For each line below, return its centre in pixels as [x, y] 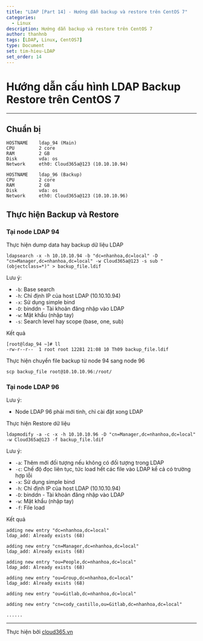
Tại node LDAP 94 [33, 231]
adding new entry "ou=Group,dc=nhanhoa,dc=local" [70, 578]
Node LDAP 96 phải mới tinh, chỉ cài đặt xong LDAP [79, 412]
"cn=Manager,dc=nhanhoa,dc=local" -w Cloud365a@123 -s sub [82, 261]
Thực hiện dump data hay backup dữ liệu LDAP [65, 245]
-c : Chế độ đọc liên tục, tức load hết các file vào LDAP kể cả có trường [103, 469]
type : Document [25, 46]
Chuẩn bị [24, 129]
